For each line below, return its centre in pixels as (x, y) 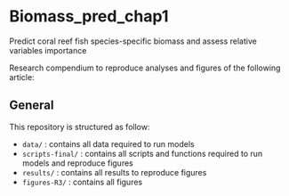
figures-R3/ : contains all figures (82, 182)
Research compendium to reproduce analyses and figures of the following (145, 68)
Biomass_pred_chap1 (89, 16)
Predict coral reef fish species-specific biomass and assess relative (133, 41)
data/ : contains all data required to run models (108, 143)
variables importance (48, 50)
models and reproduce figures (77, 163)
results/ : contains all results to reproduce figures (114, 172)
